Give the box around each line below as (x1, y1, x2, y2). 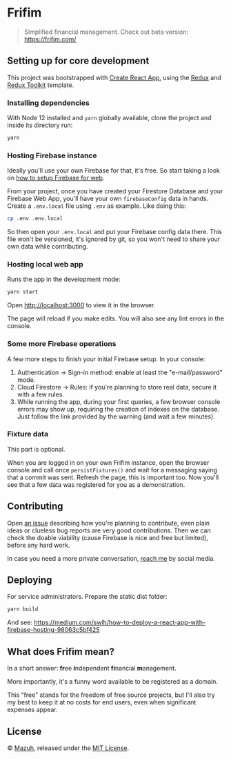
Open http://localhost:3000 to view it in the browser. (7, 301, 156, 309)
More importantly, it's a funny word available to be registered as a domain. (7, 678, 219, 686)
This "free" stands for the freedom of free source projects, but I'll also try (7, 691, 215, 699)
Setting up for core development (7, 55, 150, 67)
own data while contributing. (7, 242, 88, 251)
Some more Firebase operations (7, 339, 117, 349)
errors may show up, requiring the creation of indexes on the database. (17, 405, 220, 413)
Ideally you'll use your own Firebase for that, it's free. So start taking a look (7, 166, 221, 175)
